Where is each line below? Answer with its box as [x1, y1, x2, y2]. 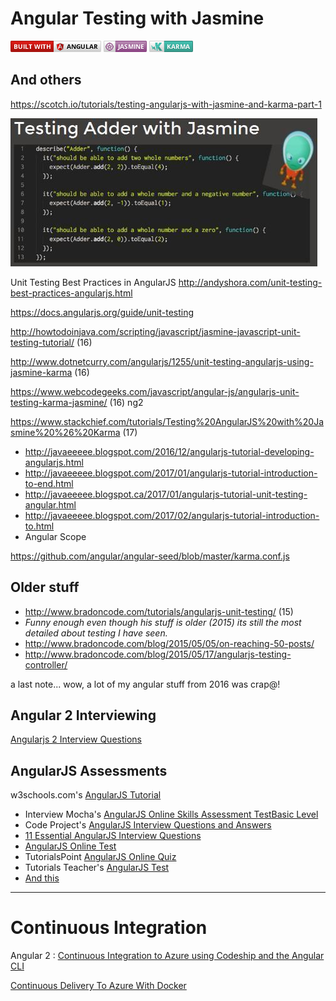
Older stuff [10, 579, 80, 596]
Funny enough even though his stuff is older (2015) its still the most [24, 616, 302, 628]
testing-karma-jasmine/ [10, 396, 108, 408]
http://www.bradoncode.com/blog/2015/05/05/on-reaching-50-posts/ [24, 637, 315, 649]
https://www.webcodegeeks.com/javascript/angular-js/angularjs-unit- [10, 385, 300, 397]
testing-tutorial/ [10, 336, 75, 348]
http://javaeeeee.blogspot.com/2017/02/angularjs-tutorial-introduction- [24, 509, 320, 521]
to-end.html [24, 477, 74, 489]
